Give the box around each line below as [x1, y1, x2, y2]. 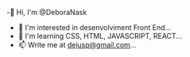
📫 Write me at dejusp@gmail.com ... [17, 40, 137, 49]
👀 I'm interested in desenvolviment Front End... [17, 23, 172, 32]
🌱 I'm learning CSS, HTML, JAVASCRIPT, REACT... [17, 32, 183, 40]
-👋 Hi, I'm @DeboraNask [6, 8, 87, 17]
